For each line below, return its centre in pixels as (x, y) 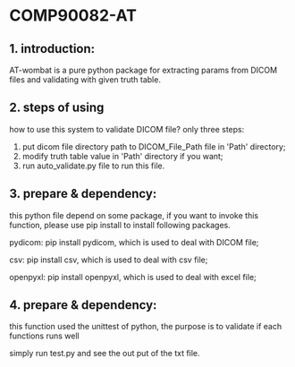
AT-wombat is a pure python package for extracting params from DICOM (143, 70)
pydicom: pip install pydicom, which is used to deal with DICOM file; (134, 242)
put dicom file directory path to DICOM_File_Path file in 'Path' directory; (154, 146)
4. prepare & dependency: (83, 305)
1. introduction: (52, 49)
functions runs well (44, 336)
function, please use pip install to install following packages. (120, 225)
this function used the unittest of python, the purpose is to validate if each (146, 327)
